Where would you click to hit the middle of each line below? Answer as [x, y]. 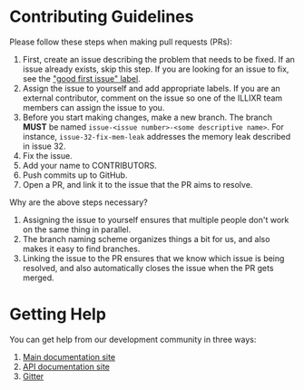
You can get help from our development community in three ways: [133, 339]
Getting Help [58, 314]
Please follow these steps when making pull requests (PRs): [121, 42]
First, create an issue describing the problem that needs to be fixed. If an [158, 59]
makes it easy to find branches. [81, 249]
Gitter [33, 376]
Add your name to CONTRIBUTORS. [89, 165]
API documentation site [66, 366]
